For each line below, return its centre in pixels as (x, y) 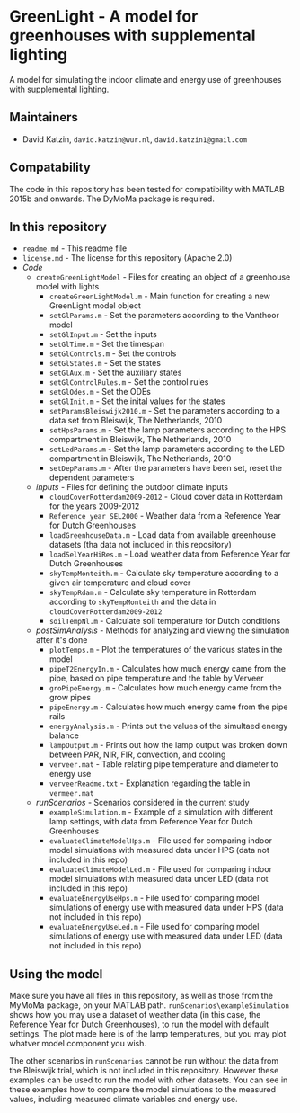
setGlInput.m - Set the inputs (103, 334)
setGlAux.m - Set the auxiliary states (115, 373)
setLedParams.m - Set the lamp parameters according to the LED (167, 449)
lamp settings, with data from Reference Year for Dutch (151, 822)
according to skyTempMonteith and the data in (132, 602)
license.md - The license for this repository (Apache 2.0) (127, 258)
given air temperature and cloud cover (120, 583)
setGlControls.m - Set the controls (113, 353)
